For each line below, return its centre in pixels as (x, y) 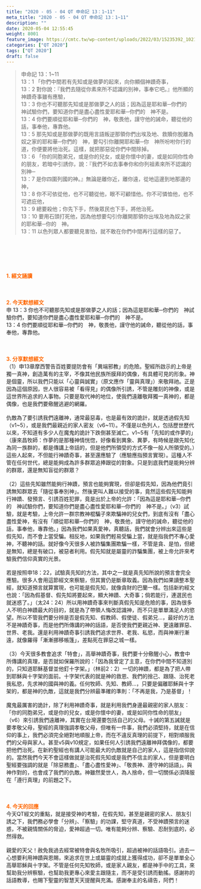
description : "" (26, 23)
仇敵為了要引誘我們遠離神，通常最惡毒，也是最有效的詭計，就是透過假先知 (98, 417)
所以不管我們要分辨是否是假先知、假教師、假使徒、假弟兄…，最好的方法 (105, 617)
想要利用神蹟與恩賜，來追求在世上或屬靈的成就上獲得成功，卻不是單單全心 (103, 857)
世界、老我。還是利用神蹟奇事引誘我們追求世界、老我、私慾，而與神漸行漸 (98, 632)
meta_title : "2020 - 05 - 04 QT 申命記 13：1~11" (67, 17)
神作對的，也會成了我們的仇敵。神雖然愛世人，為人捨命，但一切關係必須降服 (100, 772)
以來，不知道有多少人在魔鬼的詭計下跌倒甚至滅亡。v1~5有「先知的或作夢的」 (100, 432)
